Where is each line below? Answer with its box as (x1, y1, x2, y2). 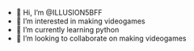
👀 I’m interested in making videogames (15, 16, 145, 26)
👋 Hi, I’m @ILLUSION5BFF (15, 8, 103, 17)
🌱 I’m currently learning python (15, 25, 120, 34)
